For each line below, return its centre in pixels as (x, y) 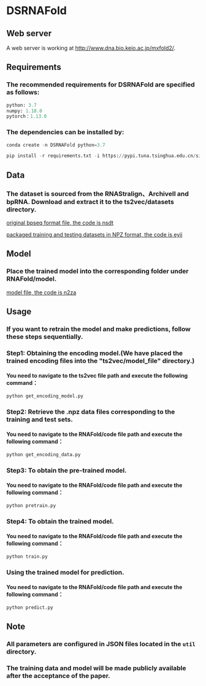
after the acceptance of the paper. (58, 676)
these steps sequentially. (45, 337)
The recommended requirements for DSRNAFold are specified (101, 85)
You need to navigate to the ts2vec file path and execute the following (97, 375)
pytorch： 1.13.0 (27, 116)
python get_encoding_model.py (45, 396)
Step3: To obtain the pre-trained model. (67, 470)
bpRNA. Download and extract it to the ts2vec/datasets (90, 202)
